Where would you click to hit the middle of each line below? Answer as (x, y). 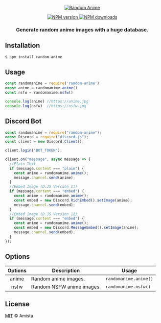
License (17, 304)
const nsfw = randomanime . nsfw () (39, 93)
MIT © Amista (19, 316)
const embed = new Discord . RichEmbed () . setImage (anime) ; (73, 200)
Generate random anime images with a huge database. (82, 29)
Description (66, 271)
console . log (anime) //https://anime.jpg (47, 101)
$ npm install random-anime (34, 57)
